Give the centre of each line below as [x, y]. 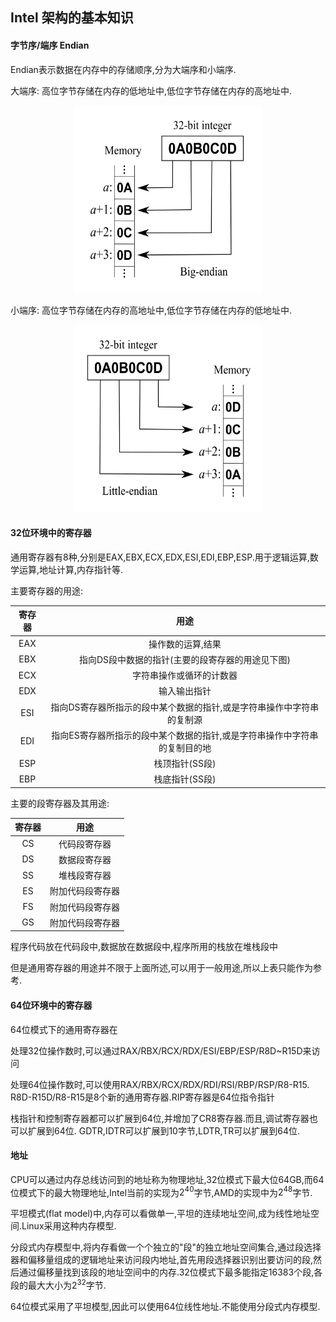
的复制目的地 [185, 747]
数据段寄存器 [85, 859]
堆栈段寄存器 [85, 875]
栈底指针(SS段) [185, 779]
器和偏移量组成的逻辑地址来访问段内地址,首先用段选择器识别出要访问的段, [162, 1260]
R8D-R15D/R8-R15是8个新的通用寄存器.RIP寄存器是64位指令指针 [143, 1097]
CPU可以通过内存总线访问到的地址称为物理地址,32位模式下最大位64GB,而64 [167, 1179]
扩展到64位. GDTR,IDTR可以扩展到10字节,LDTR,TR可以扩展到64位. [163, 1130]
